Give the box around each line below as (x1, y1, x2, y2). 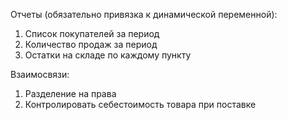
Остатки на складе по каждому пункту (24, 49, 192, 61)
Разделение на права (24, 88, 117, 99)
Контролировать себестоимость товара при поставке (24, 99, 257, 110)
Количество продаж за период (24, 39, 158, 50)
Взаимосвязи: (10, 69, 70, 80)
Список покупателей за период (24, 28, 160, 39)
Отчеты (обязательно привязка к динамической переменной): (10, 9, 278, 20)
